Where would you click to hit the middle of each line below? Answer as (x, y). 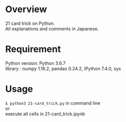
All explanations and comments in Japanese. (52, 28)
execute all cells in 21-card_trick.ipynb (45, 114)
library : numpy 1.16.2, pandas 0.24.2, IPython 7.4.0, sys (63, 68)
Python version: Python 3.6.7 (36, 63)
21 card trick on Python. (30, 23)
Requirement (33, 49)
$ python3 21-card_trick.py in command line (53, 103)
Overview (26, 9)
